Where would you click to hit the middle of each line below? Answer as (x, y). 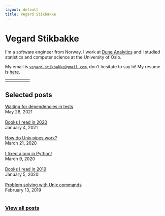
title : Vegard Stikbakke (31, 14)
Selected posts (29, 94)
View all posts (22, 208)
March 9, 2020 (20, 159)
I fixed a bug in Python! (29, 154)
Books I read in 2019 (26, 169)
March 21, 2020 (21, 143)
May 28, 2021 (19, 112)
